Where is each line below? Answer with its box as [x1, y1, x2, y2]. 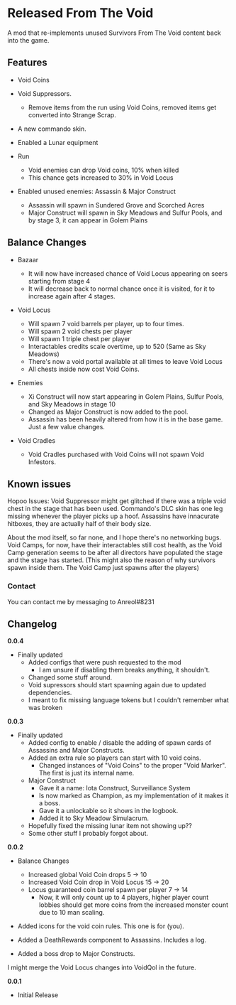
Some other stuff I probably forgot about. [28, 829, 149, 838]
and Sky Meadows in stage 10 [28, 399, 116, 408]
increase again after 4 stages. [28, 291, 116, 300]
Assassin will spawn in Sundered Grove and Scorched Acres [28, 200, 205, 209]
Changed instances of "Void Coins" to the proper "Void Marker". [38, 761, 227, 770]
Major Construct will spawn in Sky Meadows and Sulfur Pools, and [28, 208, 223, 217]
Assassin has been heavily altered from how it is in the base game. [28, 414, 223, 424]
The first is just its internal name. [38, 769, 135, 778]
